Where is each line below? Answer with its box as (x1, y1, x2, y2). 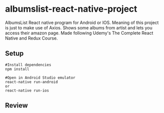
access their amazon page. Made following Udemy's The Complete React (5, 30, 153, 36)
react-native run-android (5, 79, 58, 84)
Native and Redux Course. (5, 35, 58, 41)
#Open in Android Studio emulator (5, 75, 76, 80)
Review (5, 101, 28, 110)
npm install (5, 67, 29, 71)
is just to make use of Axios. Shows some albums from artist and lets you (5, 24, 153, 30)
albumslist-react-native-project (5, 3, 138, 15)
